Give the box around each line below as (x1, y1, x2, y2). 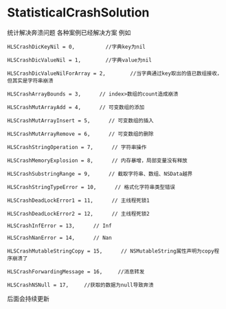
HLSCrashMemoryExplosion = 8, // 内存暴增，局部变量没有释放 (7, 157, 188, 164)
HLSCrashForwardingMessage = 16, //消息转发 (7, 268, 145, 275)
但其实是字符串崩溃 (7, 77, 54, 84)
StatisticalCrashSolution (7, 5, 150, 21)
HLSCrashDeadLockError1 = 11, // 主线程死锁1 (7, 197, 150, 204)
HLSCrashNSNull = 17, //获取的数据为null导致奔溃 (7, 282, 154, 288)
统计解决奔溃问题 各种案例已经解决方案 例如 (7, 28, 131, 36)
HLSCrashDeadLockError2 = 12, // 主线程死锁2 (7, 210, 150, 217)
